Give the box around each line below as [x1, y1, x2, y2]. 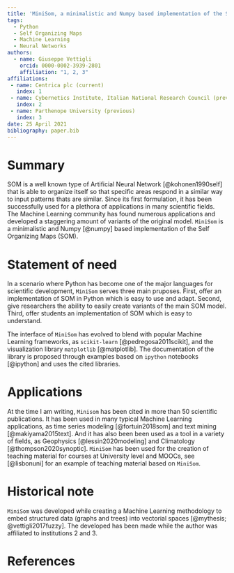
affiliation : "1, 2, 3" [19, 68, 89, 75]
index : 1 [16, 88, 42, 95]
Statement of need [7, 256, 117, 272]
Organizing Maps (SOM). [7, 232, 79, 241]
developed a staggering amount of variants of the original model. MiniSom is [7, 217, 224, 225]
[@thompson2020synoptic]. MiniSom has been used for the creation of [7, 445, 209, 453]
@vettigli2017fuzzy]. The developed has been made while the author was [7, 521, 218, 530]
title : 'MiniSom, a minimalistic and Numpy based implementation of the [7, 10, 223, 17]
